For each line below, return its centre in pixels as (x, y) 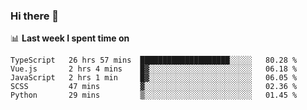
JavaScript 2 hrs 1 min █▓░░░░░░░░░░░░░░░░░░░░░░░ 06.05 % (154, 78)
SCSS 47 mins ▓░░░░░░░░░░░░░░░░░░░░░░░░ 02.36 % (154, 87)
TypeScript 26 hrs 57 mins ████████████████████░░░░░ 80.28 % (154, 60)
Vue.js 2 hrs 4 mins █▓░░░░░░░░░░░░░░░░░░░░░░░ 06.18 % (154, 69)
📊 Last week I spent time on (70, 38)
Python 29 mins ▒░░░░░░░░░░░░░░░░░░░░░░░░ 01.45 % (154, 95)
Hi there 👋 (35, 16)
